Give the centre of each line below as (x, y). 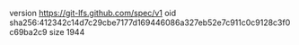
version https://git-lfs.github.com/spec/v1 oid (93, 13)
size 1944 (67, 32)
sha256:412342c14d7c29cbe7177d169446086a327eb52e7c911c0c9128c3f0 (150, 22)
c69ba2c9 (28, 32)
